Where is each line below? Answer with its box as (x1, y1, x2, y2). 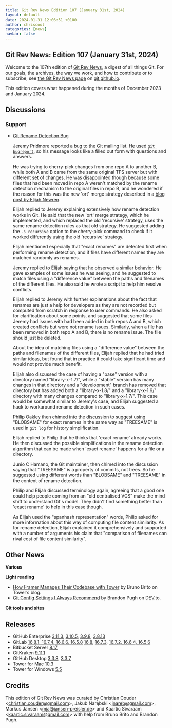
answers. (12, 153, 32, 159)
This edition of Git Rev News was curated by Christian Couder (5, 695, 137, 701)
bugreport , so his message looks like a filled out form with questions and (12, 148, 166, 154)
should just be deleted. (12, 334, 62, 341)
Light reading (5, 574, 34, 580)
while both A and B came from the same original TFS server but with (12, 169, 158, 175)
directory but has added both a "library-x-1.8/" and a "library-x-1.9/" (12, 387, 157, 394)
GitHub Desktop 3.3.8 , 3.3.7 (12, 655, 71, 662)
